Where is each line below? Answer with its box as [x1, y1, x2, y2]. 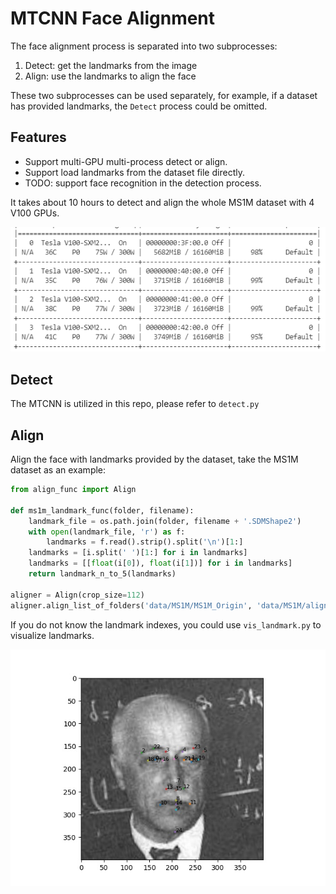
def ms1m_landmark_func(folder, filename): [10, 505, 195, 516]
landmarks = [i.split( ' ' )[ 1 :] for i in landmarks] [28, 548, 248, 558]
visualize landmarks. [10, 629, 95, 641]
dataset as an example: [10, 464, 107, 476]
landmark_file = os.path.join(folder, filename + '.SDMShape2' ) [28, 516, 302, 526]
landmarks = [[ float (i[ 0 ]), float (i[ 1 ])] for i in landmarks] [28, 558, 293, 569]
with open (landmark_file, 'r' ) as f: [28, 527, 186, 537]
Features [10, 129, 67, 146]
